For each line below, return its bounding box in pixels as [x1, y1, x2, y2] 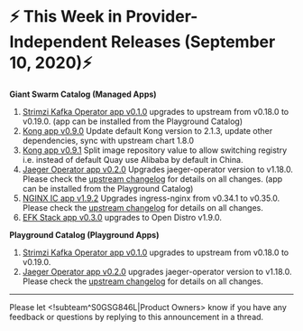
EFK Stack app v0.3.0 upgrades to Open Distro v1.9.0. [22, 212, 223, 222]
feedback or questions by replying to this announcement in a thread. [9, 311, 264, 322]
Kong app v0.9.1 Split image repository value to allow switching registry [22, 145, 288, 156]
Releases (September [111, 32, 276, 52]
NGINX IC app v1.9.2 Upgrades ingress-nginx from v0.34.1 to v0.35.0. [22, 193, 280, 203]
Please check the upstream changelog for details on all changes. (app [22, 173, 283, 184]
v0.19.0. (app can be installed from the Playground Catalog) [22, 116, 243, 127]
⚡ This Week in [9, 6, 123, 27]
